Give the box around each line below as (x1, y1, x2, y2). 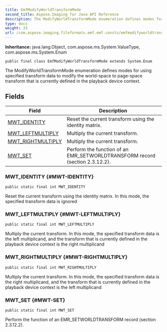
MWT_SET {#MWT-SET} (5, 296, 66, 303)
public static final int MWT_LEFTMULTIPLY (5, 222, 94, 227)
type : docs (5, 21, 28, 26)
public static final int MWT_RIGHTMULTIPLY (5, 265, 97, 270)
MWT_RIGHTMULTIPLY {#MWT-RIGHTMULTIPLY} (5, 254, 128, 261)
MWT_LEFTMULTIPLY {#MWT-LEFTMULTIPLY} (5, 211, 121, 218)
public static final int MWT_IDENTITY (5, 185, 85, 190)
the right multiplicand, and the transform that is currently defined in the (5, 279, 151, 285)
